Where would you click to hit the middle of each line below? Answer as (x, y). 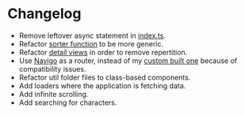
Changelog (44, 14)
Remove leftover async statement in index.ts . (92, 35)
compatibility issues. (52, 69)
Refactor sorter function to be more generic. (91, 43)
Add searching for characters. (68, 102)
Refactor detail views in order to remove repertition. (103, 52)
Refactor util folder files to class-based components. (105, 77)
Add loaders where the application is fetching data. (102, 85)
